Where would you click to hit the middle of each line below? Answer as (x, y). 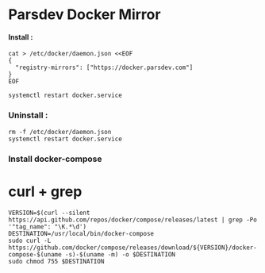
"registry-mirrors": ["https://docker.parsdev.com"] (104, 68)
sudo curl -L (30, 240)
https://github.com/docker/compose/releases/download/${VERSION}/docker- (133, 248)
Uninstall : (28, 115)
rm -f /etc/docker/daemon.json (60, 132)
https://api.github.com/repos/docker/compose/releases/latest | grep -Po (133, 220)
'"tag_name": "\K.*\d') (48, 227)
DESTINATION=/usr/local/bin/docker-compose (81, 233)
